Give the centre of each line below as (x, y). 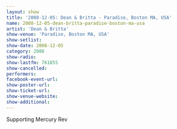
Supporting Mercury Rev (37, 119)
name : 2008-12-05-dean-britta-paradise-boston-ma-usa (76, 23)
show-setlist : (24, 40)
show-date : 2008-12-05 (35, 46)
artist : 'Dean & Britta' (38, 29)
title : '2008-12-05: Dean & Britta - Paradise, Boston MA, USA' (89, 18)
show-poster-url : (28, 85)
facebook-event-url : (32, 79)
